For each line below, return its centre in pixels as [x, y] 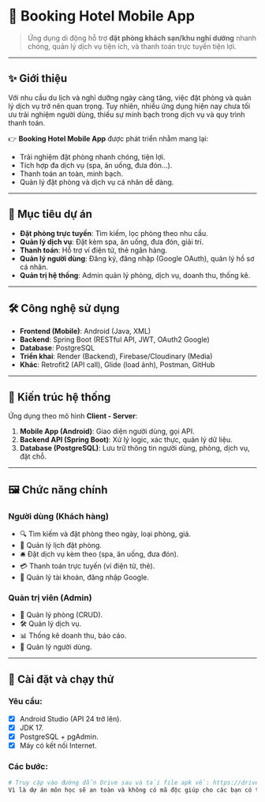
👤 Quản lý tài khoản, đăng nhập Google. [84, 577]
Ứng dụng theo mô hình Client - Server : [73, 416]
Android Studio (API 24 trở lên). [71, 718]
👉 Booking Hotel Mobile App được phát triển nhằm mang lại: [108, 138]
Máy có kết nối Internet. [58, 746]
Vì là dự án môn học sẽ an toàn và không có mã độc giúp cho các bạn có [130, 790]
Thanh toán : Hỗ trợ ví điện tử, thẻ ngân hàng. [93, 250]
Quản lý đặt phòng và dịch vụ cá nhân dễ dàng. [97, 182]
